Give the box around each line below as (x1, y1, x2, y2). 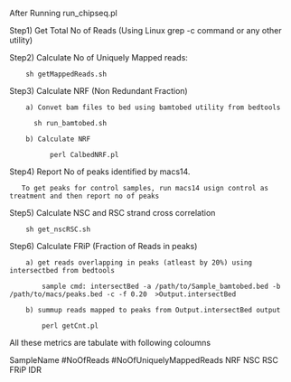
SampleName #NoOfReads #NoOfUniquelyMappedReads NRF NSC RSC (9, 355, 278, 365)
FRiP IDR (9, 365, 42, 375)
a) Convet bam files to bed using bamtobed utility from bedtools (25, 103, 281, 112)
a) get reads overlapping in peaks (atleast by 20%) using (25, 258, 253, 267)
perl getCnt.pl (42, 321, 99, 331)
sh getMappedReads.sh (25, 70, 107, 79)
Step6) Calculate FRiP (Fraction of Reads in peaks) (9, 241, 198, 251)
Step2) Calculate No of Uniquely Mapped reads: (9, 52, 188, 62)
